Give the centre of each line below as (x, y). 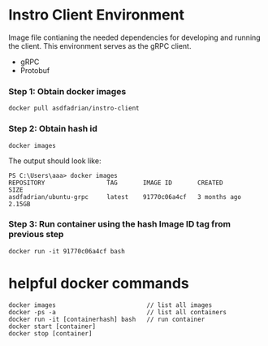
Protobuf (35, 70)
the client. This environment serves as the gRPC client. (100, 45)
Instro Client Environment (97, 15)
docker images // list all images (110, 305)
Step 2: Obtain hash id (53, 129)
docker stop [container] (50, 333)
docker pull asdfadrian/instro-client (74, 108)
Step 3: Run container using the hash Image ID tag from (120, 224)
